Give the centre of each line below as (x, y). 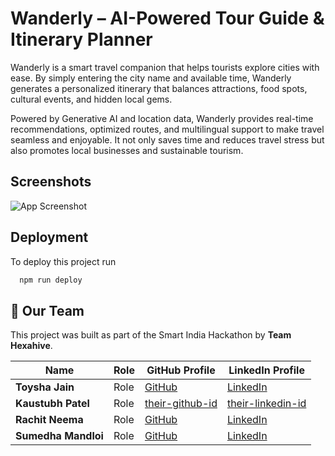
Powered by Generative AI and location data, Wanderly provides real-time (162, 118)
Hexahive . (31, 346)
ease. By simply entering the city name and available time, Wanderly (151, 78)
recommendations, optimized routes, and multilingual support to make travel (167, 129)
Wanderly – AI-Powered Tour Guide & (167, 18)
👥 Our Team (47, 310)
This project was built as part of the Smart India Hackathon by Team (151, 335)
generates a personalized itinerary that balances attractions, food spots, (159, 88)
